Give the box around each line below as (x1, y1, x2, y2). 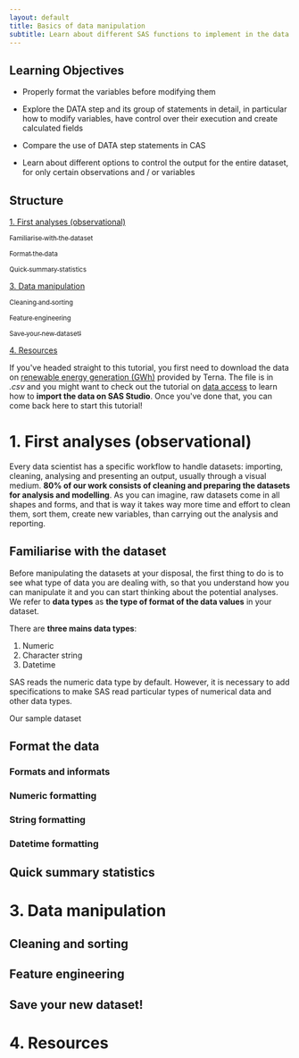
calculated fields (21, 122, 83, 134)
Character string (21, 650, 83, 660)
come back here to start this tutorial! (9, 400, 143, 411)
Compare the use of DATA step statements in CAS (21, 140, 206, 151)
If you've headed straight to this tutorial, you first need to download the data (9, 363, 290, 373)
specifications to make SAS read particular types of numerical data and (9, 685, 272, 697)
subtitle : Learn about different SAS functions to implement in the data (9, 29, 290, 38)
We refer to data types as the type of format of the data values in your (9, 596, 272, 607)
